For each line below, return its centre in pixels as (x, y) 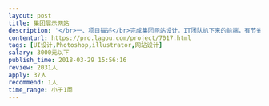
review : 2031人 (33, 68)
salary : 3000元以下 (39, 53)
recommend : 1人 (33, 82)
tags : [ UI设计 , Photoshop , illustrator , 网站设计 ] (85, 45)
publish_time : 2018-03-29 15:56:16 (68, 61)
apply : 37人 (28, 75)
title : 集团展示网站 (39, 23)
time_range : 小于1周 (41, 90)
